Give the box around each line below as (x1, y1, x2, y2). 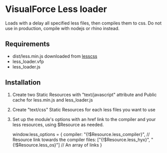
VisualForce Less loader (5, 3, 107, 15)
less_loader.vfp (12, 58, 44, 64)
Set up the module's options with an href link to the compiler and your (12, 116, 156, 122)
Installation (5, 78, 41, 87)
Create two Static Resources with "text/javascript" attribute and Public (12, 91, 157, 97)
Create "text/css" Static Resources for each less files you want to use (12, 106, 156, 112)
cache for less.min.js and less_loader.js (12, 96, 93, 103)
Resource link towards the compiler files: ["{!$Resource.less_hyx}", (12, 136, 151, 142)
